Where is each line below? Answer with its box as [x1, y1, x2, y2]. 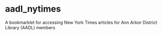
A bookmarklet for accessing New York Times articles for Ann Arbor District [5, 19, 158, 25]
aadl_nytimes [5, 3, 61, 15]
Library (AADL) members [5, 24, 56, 30]
